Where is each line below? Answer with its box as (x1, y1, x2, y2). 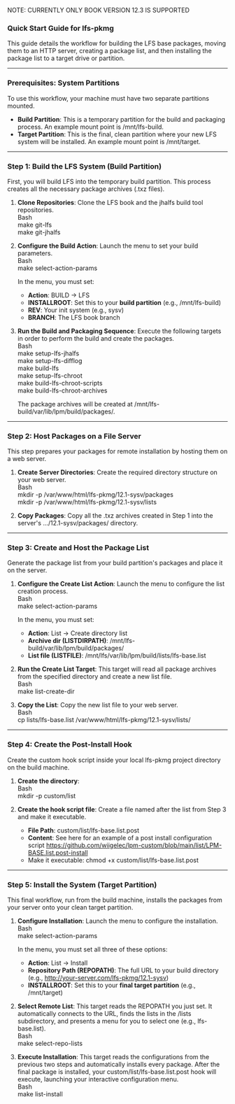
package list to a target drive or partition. (7, 54, 125, 62)
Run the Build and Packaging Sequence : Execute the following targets (17, 327, 222, 335)
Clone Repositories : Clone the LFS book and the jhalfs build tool (17, 198, 204, 206)
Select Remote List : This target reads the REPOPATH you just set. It (17, 1002, 213, 1010)
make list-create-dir (17, 687, 75, 695)
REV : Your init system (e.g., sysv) (27, 306, 124, 314)
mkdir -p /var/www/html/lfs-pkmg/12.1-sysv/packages (17, 490, 173, 499)
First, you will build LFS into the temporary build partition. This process (7, 177, 211, 185)
